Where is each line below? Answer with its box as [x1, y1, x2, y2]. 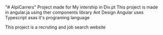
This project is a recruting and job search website [5, 24, 106, 30]
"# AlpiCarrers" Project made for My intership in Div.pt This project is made [5, 4, 158, 10]
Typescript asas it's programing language [5, 15, 90, 20]
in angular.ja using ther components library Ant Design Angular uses [5, 9, 144, 15]
